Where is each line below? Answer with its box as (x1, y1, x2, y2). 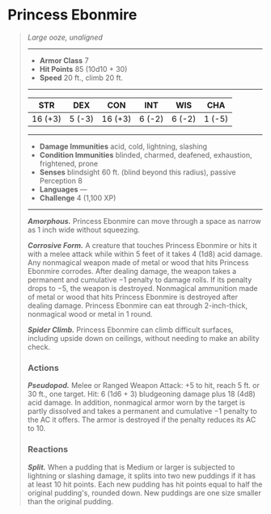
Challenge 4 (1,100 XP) (39, 192, 116, 203)
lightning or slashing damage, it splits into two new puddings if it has (27, 470, 256, 480)
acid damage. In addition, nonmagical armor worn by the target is (27, 398, 246, 407)
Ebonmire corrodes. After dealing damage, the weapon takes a (27, 266, 237, 276)
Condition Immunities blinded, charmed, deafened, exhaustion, (39, 150, 252, 159)
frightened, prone (39, 158, 99, 168)
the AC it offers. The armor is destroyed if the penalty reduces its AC (27, 415, 256, 425)
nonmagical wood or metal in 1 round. (27, 309, 153, 318)
